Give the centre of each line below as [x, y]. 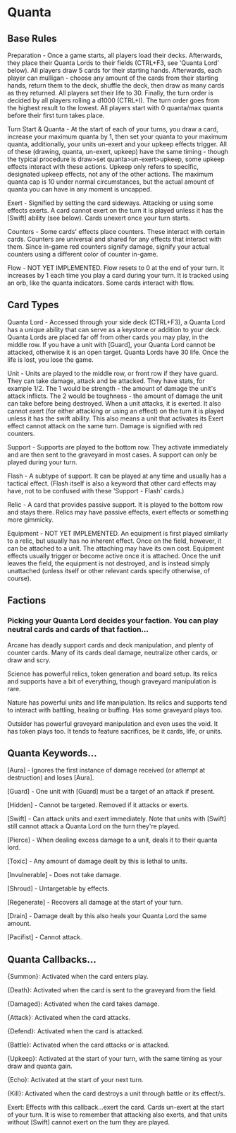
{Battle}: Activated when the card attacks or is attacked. [89, 1045]
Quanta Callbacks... [52, 959]
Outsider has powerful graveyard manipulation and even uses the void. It [113, 723]
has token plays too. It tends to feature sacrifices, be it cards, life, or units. [115, 731]
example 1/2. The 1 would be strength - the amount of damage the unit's [112, 388]
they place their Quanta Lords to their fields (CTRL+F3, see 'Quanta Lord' [113, 63]
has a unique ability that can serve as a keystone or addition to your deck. [114, 329]
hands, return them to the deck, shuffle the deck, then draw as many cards [116, 85]
